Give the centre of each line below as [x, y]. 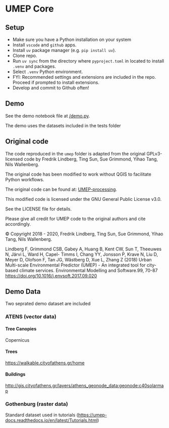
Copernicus [17, 340]
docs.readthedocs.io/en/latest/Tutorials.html [51, 420]
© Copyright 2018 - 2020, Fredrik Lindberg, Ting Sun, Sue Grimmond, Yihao [84, 234]
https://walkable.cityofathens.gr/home [45, 363]
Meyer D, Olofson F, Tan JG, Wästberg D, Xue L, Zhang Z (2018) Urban [79, 259]
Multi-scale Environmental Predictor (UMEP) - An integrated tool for [75, 265]
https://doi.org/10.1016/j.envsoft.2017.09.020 [51, 276]
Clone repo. [25, 56]
